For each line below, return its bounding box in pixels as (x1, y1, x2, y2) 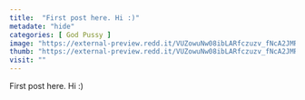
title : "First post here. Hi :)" (9, 13, 141, 23)
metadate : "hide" (9, 22, 75, 31)
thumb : (9, 47, 34, 56)
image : (9, 38, 34, 48)
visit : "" (9, 55, 47, 65)
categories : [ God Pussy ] (9, 30, 112, 39)
